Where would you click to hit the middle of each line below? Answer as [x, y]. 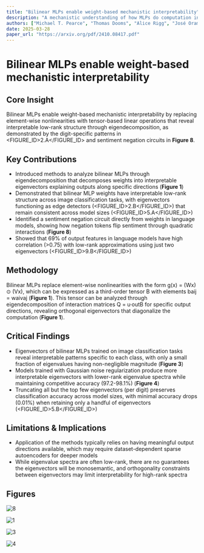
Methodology [32, 270]
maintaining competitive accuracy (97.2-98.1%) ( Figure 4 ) [87, 383]
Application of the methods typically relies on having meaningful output [104, 443]
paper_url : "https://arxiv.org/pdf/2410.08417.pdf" [73, 35]
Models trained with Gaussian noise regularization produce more [96, 370]
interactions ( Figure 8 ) [43, 232]
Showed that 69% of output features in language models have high [99, 238]
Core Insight [30, 100]
